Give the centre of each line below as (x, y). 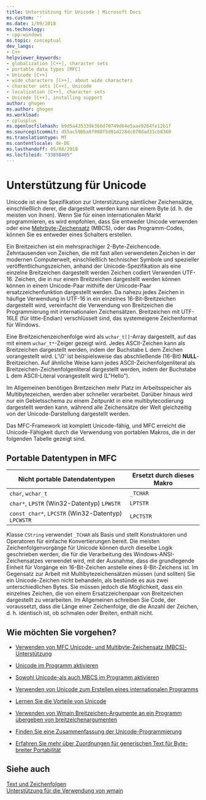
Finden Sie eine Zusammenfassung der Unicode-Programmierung (98, 732)
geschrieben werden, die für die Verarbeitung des (70, 554)
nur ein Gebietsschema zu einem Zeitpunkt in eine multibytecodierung (95, 401)
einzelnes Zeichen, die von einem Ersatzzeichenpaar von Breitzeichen (95, 594)
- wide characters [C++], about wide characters (70, 80)
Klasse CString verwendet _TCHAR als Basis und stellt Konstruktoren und (97, 535)
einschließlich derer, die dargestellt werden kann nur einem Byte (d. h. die (100, 209)
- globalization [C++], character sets (57, 63)
